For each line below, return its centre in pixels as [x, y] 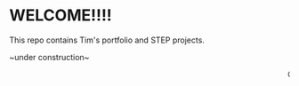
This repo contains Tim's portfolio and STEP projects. [107, 40]
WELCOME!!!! [61, 16]
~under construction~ [49, 57]
